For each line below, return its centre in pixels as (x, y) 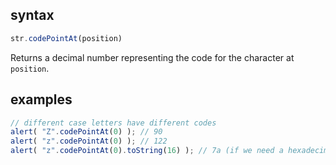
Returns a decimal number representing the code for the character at (152, 57)
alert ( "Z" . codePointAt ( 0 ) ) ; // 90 (86, 132)
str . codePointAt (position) (66, 38)
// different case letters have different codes (113, 123)
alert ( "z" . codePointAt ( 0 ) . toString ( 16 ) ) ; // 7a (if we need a (147, 151)
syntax (32, 15)
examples (41, 99)
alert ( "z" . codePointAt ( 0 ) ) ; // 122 (89, 141)
